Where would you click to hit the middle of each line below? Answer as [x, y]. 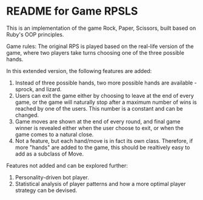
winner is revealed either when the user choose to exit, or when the [99, 128]
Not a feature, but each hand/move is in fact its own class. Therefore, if [104, 140]
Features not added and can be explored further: [67, 165]
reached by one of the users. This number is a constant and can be [99, 108]
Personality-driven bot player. [52, 177]
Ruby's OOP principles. [35, 34]
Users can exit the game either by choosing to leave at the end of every [104, 95]
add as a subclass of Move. [49, 154]
